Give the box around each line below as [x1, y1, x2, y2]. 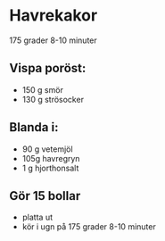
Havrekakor [9, 5, 98, 26]
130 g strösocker [21, 94, 85, 104]
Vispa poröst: [9, 61, 87, 76]
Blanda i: [9, 120, 59, 135]
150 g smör [21, 84, 64, 95]
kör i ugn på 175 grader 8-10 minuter [21, 221, 156, 232]
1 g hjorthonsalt [21, 162, 79, 173]
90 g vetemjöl [21, 144, 73, 154]
